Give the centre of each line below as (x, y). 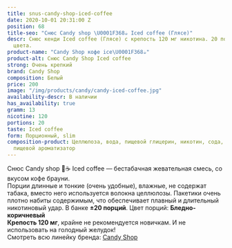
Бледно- (183, 208)
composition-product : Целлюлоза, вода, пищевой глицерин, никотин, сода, (116, 142)
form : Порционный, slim (41, 135)
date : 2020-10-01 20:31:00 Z (49, 20)
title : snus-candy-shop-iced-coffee (60, 13)
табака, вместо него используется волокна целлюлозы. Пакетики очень (114, 193)
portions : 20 (26, 123)
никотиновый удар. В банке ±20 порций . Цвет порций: (88, 208)
